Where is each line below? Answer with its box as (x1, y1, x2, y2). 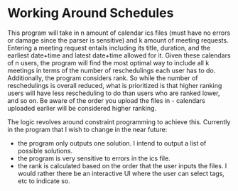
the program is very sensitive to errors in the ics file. (17, 154, 171, 163)
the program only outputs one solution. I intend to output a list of (17, 138, 207, 147)
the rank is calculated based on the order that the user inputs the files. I (17, 161, 227, 170)
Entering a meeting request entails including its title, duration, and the (7, 43, 211, 52)
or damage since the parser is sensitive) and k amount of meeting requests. (7, 36, 229, 44)
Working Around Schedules (7, 5, 174, 21)
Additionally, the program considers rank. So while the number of (7, 73, 198, 82)
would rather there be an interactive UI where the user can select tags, (17, 169, 225, 178)
